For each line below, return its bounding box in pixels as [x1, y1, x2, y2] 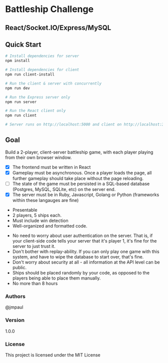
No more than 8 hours [12, 280, 58, 286]
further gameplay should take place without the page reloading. [12, 175, 144, 181]
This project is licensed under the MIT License [5, 351, 101, 358]
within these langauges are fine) [12, 197, 79, 203]
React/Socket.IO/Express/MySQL [5, 23, 111, 32]
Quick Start [5, 40, 41, 48]
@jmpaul [5, 304, 23, 310]
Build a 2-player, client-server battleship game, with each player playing [5, 149, 153, 155]
